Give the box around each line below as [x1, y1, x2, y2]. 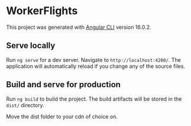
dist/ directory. [6, 101, 44, 108]
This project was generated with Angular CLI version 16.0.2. [6, 24, 152, 31]
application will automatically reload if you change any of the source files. [6, 62, 185, 69]
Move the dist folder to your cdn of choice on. [6, 113, 118, 120]
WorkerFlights [6, 4, 78, 18]
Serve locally [6, 41, 56, 51]
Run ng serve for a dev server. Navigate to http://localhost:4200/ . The [6, 56, 182, 63]
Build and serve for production [6, 79, 121, 89]
